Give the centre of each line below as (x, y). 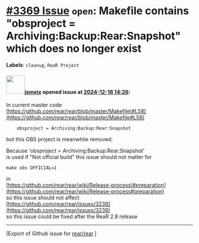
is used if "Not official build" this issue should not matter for (79, 157)
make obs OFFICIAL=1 (32, 168)
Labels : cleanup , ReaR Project (43, 65)
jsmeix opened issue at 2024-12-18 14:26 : (77, 92)
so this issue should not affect (43, 198)
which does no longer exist (74, 49)
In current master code (34, 105)
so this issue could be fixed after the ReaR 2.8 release (72, 216)
